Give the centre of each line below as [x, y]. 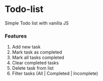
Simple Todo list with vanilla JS [37, 23]
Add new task [26, 47]
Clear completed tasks [35, 63]
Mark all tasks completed [38, 57]
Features [16, 36]
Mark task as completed [37, 52]
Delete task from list [33, 68]
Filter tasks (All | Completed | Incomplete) [55, 73]
